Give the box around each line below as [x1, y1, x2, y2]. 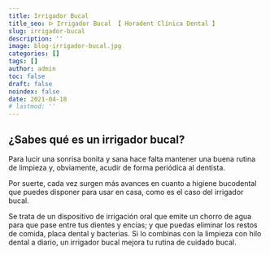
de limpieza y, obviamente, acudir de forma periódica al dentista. [8, 162, 226, 172]
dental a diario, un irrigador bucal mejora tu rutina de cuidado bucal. [8, 237, 237, 247]
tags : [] [8, 58, 38, 66]
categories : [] [8, 50, 60, 58]
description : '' [8, 34, 63, 43]
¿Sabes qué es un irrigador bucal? [8, 132, 185, 146]
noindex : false [8, 87, 60, 96]
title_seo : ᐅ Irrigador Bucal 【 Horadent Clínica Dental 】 [8, 19, 219, 28]
